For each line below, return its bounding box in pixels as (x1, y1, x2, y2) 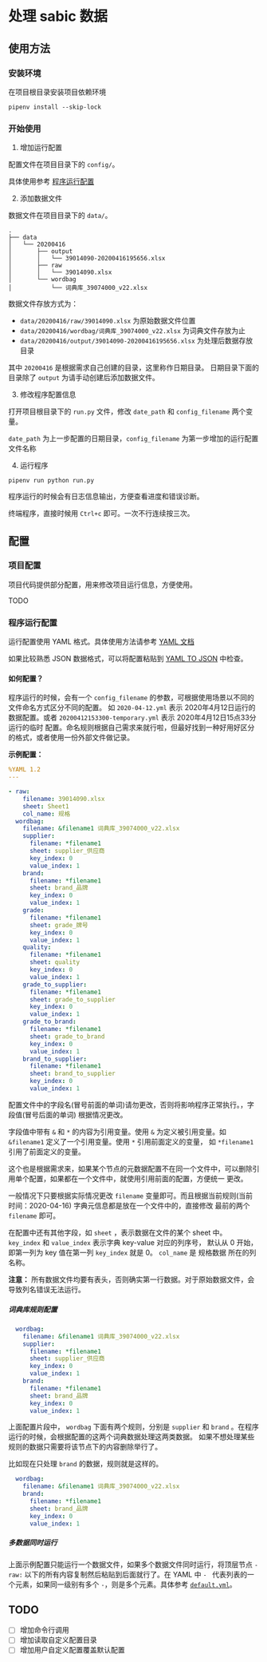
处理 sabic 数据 (8, 7, 108, 26)
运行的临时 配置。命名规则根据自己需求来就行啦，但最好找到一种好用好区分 (8, 723, 255, 732)
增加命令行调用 (19, 1625, 69, 1635)
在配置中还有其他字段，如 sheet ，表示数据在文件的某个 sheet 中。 (8, 1228, 227, 1237)
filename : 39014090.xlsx (22, 795, 105, 803)
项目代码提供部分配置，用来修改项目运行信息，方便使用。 (8, 580, 197, 589)
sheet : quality (29, 958, 80, 966)
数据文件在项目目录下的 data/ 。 (8, 211, 112, 220)
